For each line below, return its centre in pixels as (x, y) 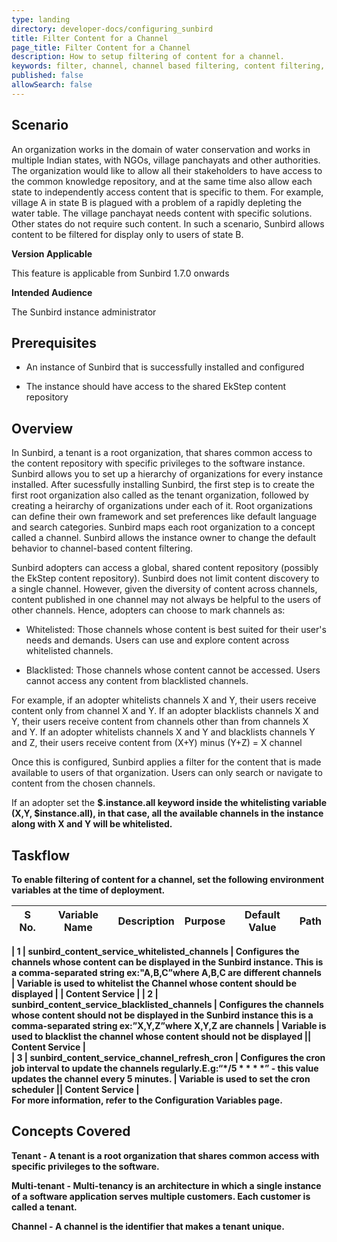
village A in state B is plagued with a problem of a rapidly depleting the (157, 202)
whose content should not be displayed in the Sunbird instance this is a (162, 1015)
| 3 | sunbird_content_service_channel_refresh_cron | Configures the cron (168, 1057)
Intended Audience (52, 292)
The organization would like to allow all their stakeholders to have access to (167, 170)
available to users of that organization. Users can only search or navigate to (167, 773)
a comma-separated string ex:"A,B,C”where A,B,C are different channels (166, 972)
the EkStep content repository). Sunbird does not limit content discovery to (165, 578)
